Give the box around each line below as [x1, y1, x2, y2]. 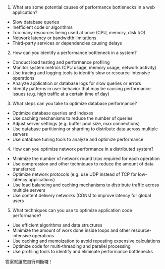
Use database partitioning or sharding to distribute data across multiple [12, 126, 158, 132]
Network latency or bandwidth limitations [12, 35, 97, 41]
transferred [12, 166, 36, 172]
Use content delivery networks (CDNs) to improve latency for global [12, 193, 151, 198]
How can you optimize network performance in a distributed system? [12, 146, 154, 152]
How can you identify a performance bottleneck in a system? [12, 50, 137, 55]
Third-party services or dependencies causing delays [12, 40, 122, 46]
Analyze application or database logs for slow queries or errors [12, 80, 141, 86]
